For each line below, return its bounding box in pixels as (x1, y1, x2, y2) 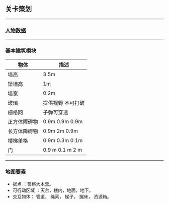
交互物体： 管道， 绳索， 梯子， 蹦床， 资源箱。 (12, 193, 112, 199)
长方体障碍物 (8, 128, 39, 135)
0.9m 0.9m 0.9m (43, 118, 83, 125)
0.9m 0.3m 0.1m (43, 137, 83, 144)
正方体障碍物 (8, 118, 39, 125)
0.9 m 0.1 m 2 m (43, 147, 82, 154)
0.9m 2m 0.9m (43, 127, 78, 134)
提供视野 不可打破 (43, 100, 85, 107)
